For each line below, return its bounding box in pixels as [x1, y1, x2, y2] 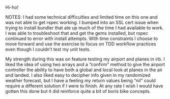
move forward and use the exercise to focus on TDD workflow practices [5, 41, 156, 47]
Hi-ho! [5, 5, 19, 10]
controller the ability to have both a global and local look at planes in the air [5, 67, 163, 73]
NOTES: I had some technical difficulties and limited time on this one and [5, 14, 158, 20]
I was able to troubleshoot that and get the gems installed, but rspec [5, 30, 149, 36]
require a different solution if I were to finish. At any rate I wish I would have [5, 83, 163, 89]
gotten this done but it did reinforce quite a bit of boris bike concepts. [5, 88, 151, 94]
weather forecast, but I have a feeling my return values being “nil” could [5, 78, 156, 83]
